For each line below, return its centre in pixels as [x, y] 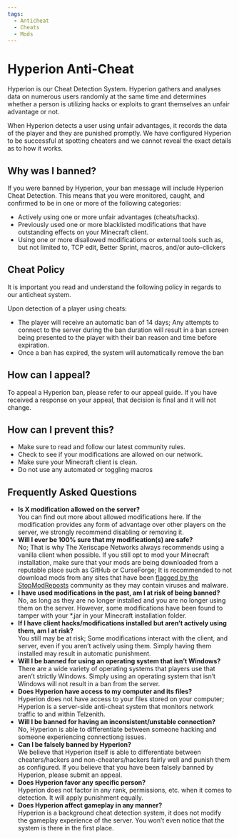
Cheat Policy [36, 270]
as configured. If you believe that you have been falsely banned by [116, 768]
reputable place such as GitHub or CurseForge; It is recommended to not [125, 570]
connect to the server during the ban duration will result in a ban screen [123, 330]
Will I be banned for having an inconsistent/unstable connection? [117, 722]
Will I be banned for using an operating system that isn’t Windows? [119, 661]
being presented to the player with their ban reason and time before [117, 337]
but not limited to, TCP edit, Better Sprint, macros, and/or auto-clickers [122, 247]
